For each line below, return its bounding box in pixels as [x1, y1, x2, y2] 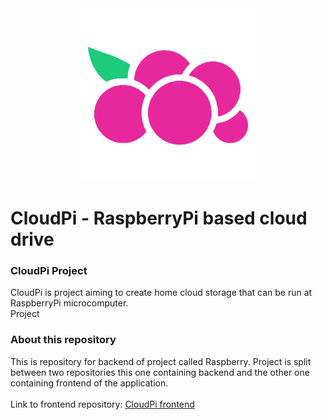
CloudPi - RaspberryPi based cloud [10, 207, 308, 230]
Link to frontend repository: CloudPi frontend [10, 398, 195, 410]
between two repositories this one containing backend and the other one [10, 366, 310, 378]
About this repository [10, 333, 117, 347]
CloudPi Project [10, 264, 88, 278]
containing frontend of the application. [10, 377, 169, 389]
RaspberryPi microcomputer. [10, 297, 129, 309]
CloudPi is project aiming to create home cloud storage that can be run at [10, 287, 313, 299]
